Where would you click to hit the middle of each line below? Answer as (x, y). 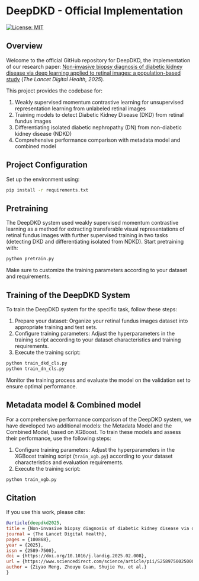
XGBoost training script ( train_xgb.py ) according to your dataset (94, 456)
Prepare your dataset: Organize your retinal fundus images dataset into (101, 321)
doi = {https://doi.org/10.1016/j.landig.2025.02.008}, (76, 556)
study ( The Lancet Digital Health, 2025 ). (55, 79)
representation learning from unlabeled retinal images (80, 108)
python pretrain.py (30, 259)
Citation (21, 498)
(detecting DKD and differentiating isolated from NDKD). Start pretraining (95, 242)
